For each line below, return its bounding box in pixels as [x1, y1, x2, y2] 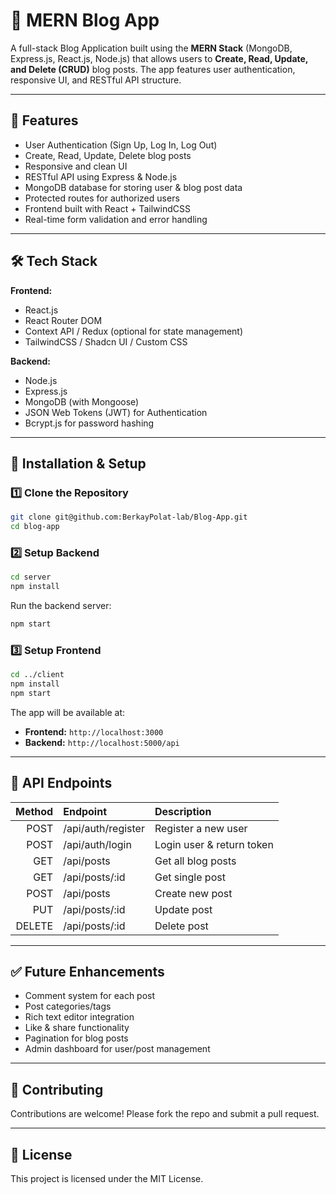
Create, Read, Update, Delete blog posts [24, 149, 192, 161]
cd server [10, 572, 52, 583]
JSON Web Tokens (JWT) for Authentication [24, 406, 208, 418]
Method [15, 804, 54, 818]
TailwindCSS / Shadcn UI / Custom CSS [24, 335, 188, 348]
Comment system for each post [24, 990, 156, 1002]
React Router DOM [24, 314, 103, 326]
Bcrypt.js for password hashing [24, 417, 155, 429]
